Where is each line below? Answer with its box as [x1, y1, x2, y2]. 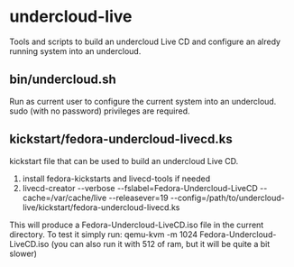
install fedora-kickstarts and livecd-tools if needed [22, 173, 211, 184]
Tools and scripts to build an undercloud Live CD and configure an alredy [9, 36, 281, 47]
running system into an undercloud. [9, 45, 142, 56]
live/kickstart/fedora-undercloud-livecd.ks [22, 201, 180, 213]
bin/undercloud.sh [9, 72, 117, 87]
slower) [9, 248, 38, 259]
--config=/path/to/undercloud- [170, 192, 286, 203]
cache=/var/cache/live [22, 192, 107, 203]
